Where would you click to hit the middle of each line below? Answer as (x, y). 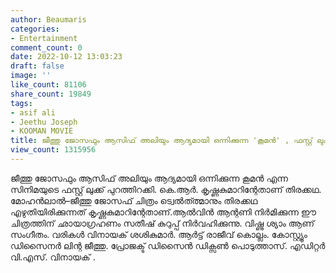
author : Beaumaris (48, 19)
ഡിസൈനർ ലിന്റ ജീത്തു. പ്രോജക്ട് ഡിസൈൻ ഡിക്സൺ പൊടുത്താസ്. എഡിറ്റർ (168, 245)
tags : (21, 103)
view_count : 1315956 (53, 150)
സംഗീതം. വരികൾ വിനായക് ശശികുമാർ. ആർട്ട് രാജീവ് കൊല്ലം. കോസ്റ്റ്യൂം (159, 234)
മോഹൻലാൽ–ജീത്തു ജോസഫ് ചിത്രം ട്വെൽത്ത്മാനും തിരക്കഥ (134, 200)
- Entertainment (44, 38)
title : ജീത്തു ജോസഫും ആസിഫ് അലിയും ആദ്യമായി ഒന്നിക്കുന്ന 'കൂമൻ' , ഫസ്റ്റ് (161, 141)
